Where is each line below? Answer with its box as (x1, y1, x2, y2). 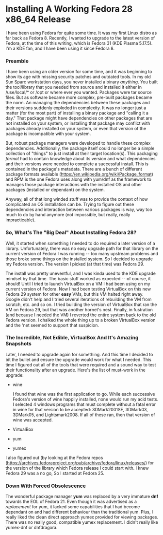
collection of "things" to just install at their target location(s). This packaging (5, 151, 158, 156)
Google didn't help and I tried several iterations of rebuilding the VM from (5, 296, 152, 302)
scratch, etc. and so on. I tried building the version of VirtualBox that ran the (5, 301, 157, 307)
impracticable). (5, 217, 36, 223)
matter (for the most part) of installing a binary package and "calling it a (5, 110, 148, 116)
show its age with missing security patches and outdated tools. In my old (5, 74, 151, 80)
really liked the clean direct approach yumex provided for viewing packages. (5, 514, 159, 520)
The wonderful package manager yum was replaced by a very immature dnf (5, 494, 159, 499)
